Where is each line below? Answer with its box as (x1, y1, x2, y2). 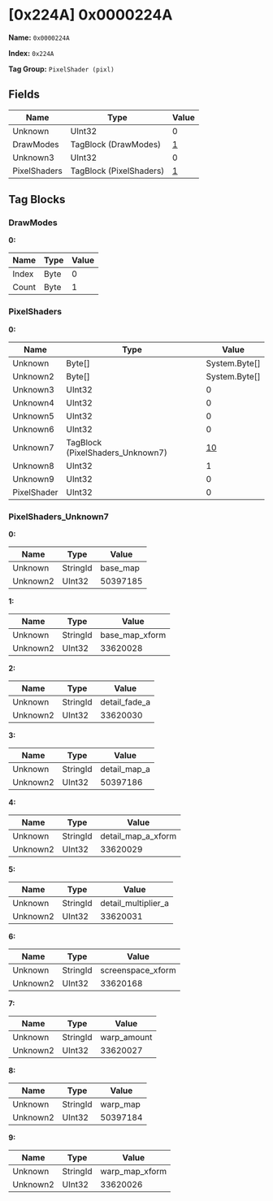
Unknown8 (12, 460, 54, 471)
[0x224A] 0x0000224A (8, 6, 173, 24)
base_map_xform (100, 630, 167, 641)
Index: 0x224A (8, 48, 54, 58)
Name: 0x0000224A (8, 33, 71, 42)
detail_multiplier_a (100, 898, 169, 909)
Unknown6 (12, 423, 54, 435)
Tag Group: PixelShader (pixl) (8, 63, 115, 74)
